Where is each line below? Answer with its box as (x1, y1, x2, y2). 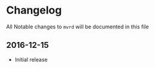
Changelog (6, 4, 62, 17)
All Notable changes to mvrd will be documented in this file (6, 23, 149, 30)
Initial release (14, 56, 48, 63)
